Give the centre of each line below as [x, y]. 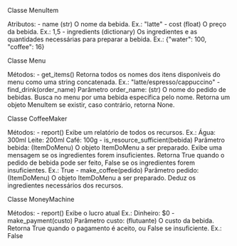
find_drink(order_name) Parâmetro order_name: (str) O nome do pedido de [117, 89]
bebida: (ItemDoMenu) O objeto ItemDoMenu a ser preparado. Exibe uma [115, 148]
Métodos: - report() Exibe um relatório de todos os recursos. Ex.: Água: [111, 132]
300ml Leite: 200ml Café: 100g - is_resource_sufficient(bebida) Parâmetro [116, 140]
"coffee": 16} [26, 47]
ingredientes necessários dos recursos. [65, 185]
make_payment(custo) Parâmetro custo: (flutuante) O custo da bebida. [111, 221]
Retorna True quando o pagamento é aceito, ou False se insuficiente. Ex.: [115, 228]
